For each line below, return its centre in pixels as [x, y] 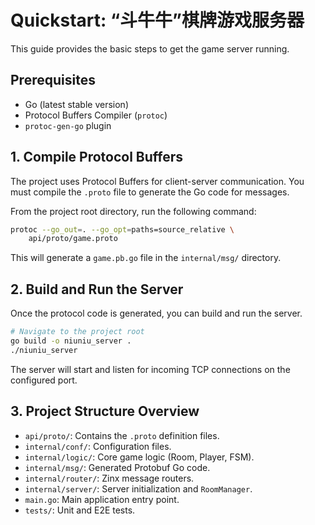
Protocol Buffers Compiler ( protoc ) [96, 115]
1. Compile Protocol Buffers [97, 157]
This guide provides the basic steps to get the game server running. [150, 48]
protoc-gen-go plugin [68, 125]
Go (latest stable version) [76, 104]
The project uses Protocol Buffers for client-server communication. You [157, 181]
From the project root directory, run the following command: [133, 211]
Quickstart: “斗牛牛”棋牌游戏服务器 [157, 20]
